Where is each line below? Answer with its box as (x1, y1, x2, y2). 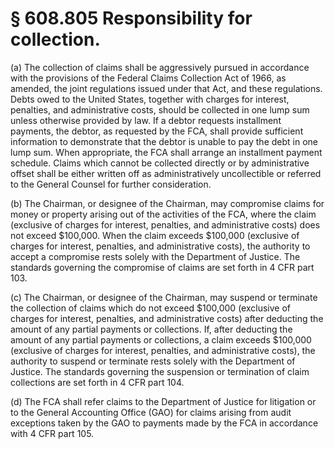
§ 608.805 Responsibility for (10, 7, 253, 30)
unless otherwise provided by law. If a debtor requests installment (10, 114, 282, 126)
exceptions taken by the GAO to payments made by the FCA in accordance (10, 417, 319, 429)
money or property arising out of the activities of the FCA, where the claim (10, 208, 317, 220)
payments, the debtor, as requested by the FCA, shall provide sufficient (10, 125, 304, 137)
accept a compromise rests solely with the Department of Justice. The (10, 250, 301, 262)
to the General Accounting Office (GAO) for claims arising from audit (10, 406, 292, 418)
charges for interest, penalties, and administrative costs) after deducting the (10, 312, 324, 324)
